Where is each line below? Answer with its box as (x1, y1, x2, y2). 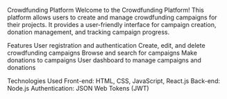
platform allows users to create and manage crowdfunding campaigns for (7, 13, 217, 21)
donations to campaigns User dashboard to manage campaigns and (7, 56, 201, 64)
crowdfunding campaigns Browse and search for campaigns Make (7, 48, 198, 57)
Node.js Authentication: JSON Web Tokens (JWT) (7, 84, 149, 92)
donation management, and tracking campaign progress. (7, 28, 170, 36)
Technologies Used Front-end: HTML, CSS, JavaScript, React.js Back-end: (7, 77, 221, 85)
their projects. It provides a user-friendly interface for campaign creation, (7, 21, 217, 28)
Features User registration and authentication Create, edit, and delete (7, 42, 206, 49)
